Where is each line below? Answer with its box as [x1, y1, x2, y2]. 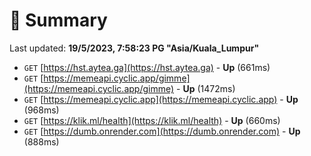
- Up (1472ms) [176, 82, 236, 94]
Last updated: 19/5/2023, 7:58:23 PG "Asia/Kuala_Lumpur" [9, 42, 260, 54]
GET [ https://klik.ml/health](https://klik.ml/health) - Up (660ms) [23, 114, 281, 126]
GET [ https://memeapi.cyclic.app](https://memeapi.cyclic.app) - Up [23, 93, 299, 105]
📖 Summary [9, 9, 108, 32]
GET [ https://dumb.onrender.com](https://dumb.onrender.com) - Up [23, 125, 301, 137]
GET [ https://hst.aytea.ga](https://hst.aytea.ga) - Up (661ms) [23, 61, 271, 73]
